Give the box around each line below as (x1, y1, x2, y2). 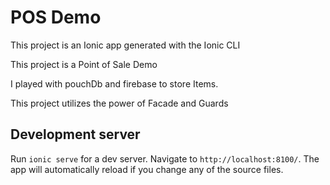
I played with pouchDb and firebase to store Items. (10, 77, 219, 90)
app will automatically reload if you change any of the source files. (10, 163, 284, 175)
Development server (10, 126, 141, 143)
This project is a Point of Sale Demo (10, 58, 158, 70)
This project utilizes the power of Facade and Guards (10, 97, 229, 109)
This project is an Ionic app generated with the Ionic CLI (10, 39, 241, 51)
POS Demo (10, 6, 102, 29)
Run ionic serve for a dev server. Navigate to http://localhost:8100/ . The (10, 152, 320, 165)
